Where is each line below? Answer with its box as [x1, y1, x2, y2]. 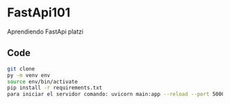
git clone [7, 65, 36, 73]
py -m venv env [7, 72, 51, 79]
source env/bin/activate [7, 78, 78, 85]
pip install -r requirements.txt [7, 84, 103, 92]
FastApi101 [7, 5, 71, 21]
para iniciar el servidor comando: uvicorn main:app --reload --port [7, 91, 210, 98]
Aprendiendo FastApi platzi [7, 27, 84, 36]
